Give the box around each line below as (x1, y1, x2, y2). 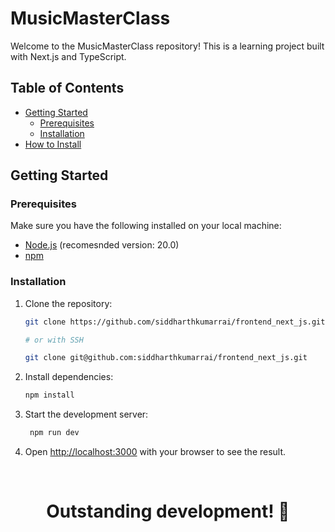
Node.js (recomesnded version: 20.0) (24, 239, 180, 251)
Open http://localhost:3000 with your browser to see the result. (24, 446, 287, 458)
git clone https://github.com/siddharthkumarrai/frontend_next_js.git (24, 317, 326, 327)
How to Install (24, 138, 82, 150)
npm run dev (29, 428, 80, 438)
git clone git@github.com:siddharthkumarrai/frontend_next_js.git (24, 353, 308, 363)
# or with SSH (24, 335, 84, 345)
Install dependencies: (24, 371, 114, 383)
